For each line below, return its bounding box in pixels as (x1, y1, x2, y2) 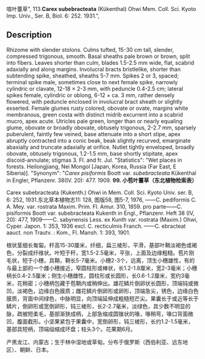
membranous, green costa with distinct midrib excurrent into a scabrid (6, 111, 183, 118)
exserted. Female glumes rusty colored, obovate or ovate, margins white (6, 104, 189, 112)
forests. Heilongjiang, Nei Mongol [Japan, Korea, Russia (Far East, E (6, 162, 177, 170)
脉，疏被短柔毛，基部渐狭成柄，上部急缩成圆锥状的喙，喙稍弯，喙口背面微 (6, 310, 193, 317)
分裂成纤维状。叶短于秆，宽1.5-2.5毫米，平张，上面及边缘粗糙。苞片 (16, 249, 189, 256)
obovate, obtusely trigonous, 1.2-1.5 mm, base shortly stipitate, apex (6, 150, 178, 157)
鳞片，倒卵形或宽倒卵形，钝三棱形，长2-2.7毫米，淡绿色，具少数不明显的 (6, 302, 191, 310)
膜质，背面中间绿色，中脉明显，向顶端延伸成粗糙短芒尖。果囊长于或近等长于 (6, 295, 199, 302)
